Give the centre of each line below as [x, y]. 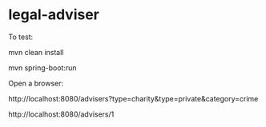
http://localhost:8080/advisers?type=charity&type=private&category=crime [133, 98]
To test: [21, 37]
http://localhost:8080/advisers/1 [61, 114]
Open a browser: [36, 83]
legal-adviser [54, 15]
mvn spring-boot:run [42, 67]
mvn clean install [36, 52]
